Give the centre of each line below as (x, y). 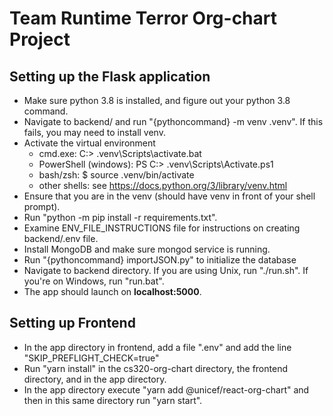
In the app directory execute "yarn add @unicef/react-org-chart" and (166, 389)
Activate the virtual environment (89, 143)
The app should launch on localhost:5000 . (112, 291)
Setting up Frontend (72, 323)
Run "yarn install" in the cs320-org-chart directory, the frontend (155, 368)
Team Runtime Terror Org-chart (143, 18)
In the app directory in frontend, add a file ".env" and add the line (157, 347)
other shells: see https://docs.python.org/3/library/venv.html (163, 185)
